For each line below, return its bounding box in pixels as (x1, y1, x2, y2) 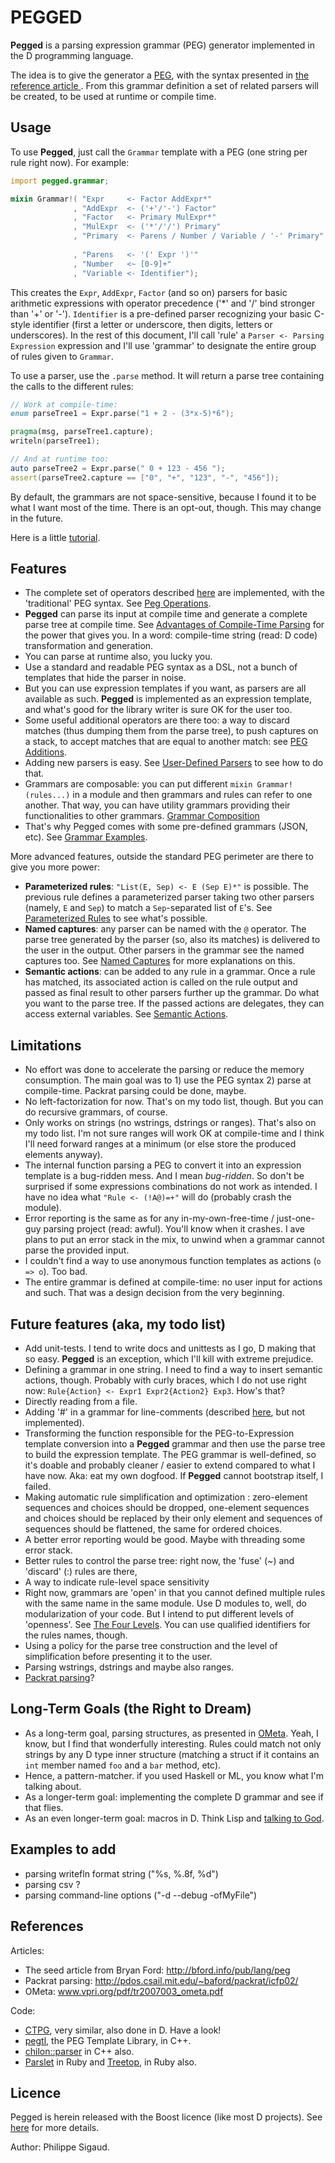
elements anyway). (24, 1149, 103, 1161)
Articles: (10, 1944, 45, 1956)
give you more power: (10, 861, 101, 873)
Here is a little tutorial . (10, 531, 101, 543)
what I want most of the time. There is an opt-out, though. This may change (10, 501, 322, 513)
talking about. (24, 1780, 82, 1792)
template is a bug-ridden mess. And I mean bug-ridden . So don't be (24, 1170, 305, 1182)
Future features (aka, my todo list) (10, 1316, 227, 1333)
